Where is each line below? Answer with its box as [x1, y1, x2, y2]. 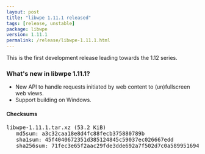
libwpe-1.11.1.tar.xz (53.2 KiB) [6, 123, 107, 131]
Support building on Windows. [15, 96, 92, 104]
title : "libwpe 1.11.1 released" [6, 15, 92, 21]
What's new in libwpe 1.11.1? [6, 69, 90, 78]
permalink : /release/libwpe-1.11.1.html [6, 37, 111, 43]
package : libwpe [6, 26, 48, 32]
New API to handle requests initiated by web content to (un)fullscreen [15, 83, 190, 90]
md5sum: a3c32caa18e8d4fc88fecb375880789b [16, 130, 145, 137]
